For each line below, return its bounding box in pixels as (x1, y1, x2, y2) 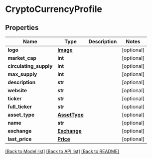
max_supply (7, 71, 37, 78)
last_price (7, 136, 32, 143)
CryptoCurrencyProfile (5, 3, 102, 15)
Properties (5, 23, 39, 32)
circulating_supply (7, 63, 53, 69)
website (7, 87, 27, 94)
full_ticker (7, 103, 32, 110)
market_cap (7, 55, 36, 61)
